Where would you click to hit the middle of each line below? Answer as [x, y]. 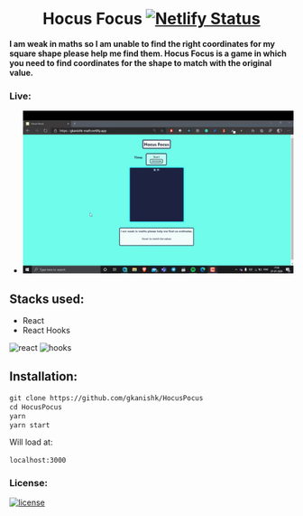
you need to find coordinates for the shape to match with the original [141, 62]
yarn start [30, 425]
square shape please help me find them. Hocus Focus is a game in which [148, 53]
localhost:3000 [38, 460]
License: [28, 483]
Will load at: [31, 442]
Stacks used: [47, 299]
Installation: [44, 376]
